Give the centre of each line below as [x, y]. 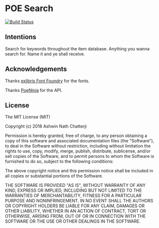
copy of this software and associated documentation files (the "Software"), [80, 141]
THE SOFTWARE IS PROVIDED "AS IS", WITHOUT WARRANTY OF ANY [75, 185]
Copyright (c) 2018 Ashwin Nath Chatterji [46, 126]
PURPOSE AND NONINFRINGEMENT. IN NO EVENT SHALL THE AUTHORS [79, 201]
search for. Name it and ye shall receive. [45, 54]
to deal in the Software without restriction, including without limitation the [78, 146]
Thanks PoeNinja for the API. [34, 90]
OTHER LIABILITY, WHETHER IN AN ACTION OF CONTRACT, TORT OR [75, 211]
